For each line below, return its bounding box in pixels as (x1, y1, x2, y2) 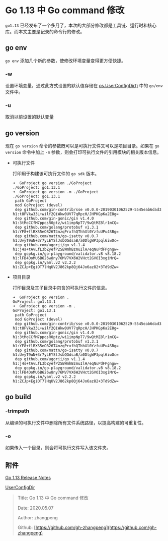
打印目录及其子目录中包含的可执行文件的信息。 (12, 285, 110, 291)
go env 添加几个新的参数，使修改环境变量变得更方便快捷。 (5, 58, 126, 64)
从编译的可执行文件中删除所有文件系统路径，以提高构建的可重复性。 (5, 419, 146, 425)
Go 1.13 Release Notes (5, 474, 51, 480)
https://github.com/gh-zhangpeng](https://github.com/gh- (35, 524, 157, 530)
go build (5, 392, 32, 401)
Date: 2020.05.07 (17, 505, 54, 511)
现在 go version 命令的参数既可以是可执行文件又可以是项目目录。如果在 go (5, 143, 159, 149)
